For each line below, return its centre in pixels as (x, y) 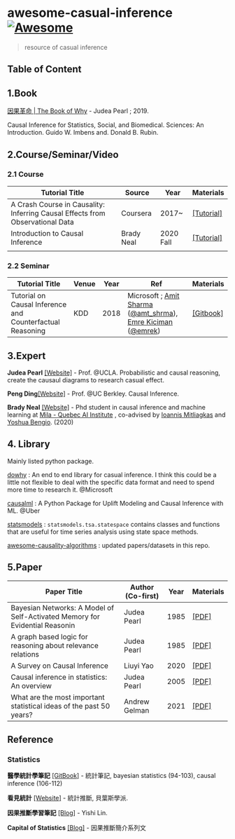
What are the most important (58, 697)
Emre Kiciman (150, 322)
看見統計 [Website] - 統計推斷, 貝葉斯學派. (67, 798)
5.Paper (25, 567)
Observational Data (43, 222)
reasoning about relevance (55, 645)
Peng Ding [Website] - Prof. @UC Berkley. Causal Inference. (93, 394)
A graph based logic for (50, 636)
